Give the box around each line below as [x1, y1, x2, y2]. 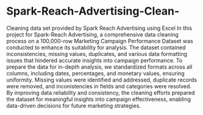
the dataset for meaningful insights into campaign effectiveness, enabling [6, 96, 191, 103]
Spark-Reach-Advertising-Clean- [6, 4, 180, 18]
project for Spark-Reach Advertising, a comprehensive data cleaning [6, 30, 179, 38]
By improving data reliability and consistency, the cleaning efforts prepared [6, 89, 195, 96]
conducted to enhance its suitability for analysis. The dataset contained [6, 44, 186, 51]
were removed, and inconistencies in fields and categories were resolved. [6, 82, 192, 89]
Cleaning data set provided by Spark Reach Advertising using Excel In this [6, 24, 193, 32]
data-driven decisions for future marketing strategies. [6, 102, 141, 109]
